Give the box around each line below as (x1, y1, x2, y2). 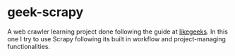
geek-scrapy (7, 4, 84, 20)
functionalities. (7, 42, 51, 50)
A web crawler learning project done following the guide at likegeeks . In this (7, 27, 228, 36)
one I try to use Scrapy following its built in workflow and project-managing (7, 34, 226, 43)
